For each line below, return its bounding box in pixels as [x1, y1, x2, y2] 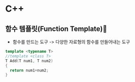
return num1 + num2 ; [10, 68, 49, 73]
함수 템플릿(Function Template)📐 [5, 24, 108, 33]
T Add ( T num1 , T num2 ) [5, 58, 53, 63]
